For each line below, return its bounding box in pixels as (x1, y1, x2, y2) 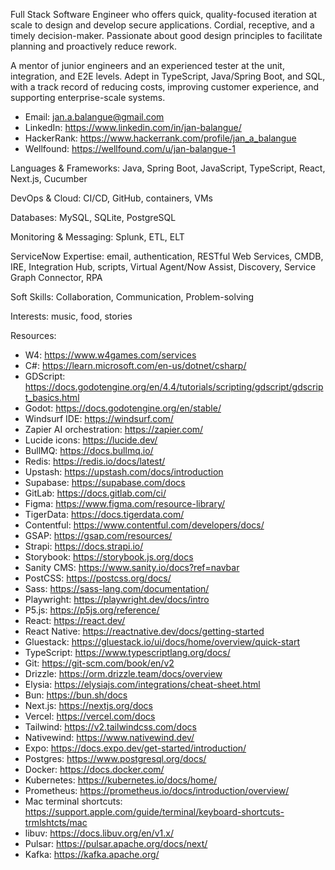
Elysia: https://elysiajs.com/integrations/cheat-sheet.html (24, 679, 261, 690)
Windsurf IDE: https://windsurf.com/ (24, 413, 174, 424)
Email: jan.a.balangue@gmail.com (24, 111, 165, 123)
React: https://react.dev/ (24, 615, 126, 626)
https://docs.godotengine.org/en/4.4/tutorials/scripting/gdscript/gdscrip (24, 381, 324, 393)
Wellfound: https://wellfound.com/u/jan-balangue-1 (24, 143, 236, 154)
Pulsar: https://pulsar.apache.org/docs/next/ (24, 838, 208, 849)
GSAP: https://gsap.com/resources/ (24, 530, 173, 541)
